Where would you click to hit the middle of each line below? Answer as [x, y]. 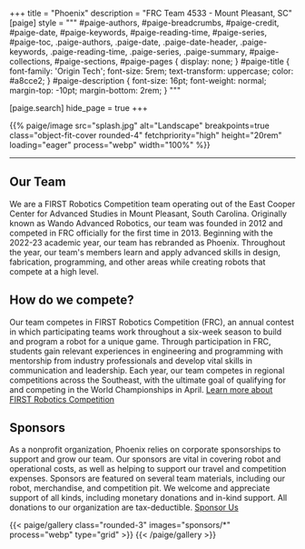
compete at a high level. [54, 271]
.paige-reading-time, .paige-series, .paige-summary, [148, 52]
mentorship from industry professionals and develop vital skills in [131, 360]
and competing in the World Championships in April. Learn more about [141, 389]
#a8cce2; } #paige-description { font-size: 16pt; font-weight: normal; [138, 80]
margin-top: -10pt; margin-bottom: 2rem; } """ [95, 90]
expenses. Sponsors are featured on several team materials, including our [148, 479]
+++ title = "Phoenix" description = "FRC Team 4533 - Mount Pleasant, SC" [151, 13]
